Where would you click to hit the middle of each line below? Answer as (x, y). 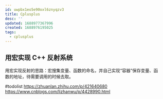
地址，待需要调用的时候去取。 (43, 77)
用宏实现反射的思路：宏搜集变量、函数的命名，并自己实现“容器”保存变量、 (80, 70)
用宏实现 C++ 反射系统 (39, 58)
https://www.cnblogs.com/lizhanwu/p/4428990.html (58, 91)
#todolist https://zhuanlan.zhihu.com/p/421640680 (56, 86)
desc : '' (14, 19)
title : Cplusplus (23, 14)
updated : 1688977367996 (29, 23)
